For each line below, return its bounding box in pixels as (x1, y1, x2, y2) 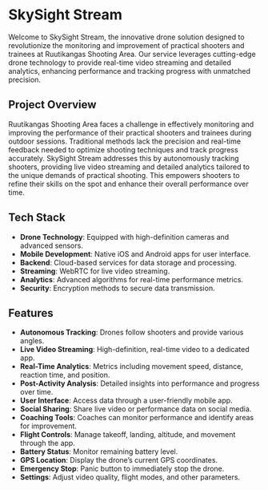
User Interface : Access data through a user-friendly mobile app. (19, 395, 234, 406)
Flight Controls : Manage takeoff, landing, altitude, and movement (19, 430, 236, 439)
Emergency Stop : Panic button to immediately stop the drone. (19, 464, 225, 474)
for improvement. (19, 421, 78, 431)
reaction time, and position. (19, 371, 110, 380)
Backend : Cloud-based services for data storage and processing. (19, 257, 237, 267)
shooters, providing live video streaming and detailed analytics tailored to (8, 162, 250, 172)
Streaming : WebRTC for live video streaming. (19, 266, 170, 276)
